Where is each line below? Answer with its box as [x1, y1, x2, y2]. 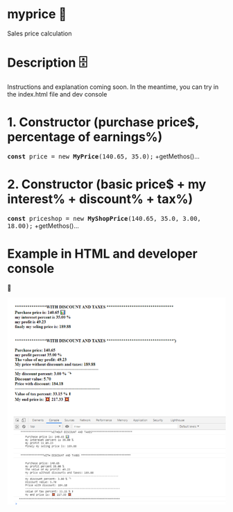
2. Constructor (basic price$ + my [7, 176, 207, 192]
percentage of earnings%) [7, 129, 163, 145]
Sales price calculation [7, 29, 72, 38]
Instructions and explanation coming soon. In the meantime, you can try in [7, 83, 219, 91]
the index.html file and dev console [7, 90, 107, 98]
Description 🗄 [7, 55, 88, 71]
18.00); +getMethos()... [7, 222, 80, 230]
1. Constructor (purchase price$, [7, 115, 199, 131]
